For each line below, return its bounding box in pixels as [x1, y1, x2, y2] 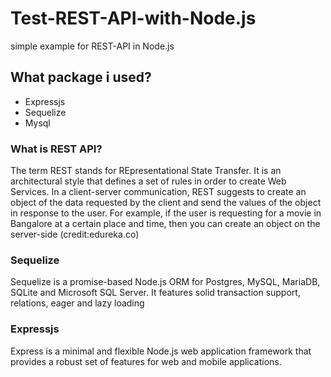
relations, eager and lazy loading [10, 297, 145, 309]
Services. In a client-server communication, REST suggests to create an [10, 186, 307, 198]
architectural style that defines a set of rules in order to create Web [10, 175, 287, 187]
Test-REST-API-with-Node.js [10, 7, 257, 30]
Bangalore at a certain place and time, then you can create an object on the [10, 218, 321, 230]
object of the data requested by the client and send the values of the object [10, 197, 322, 209]
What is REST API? [10, 142, 103, 156]
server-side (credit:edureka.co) [10, 228, 140, 241]
